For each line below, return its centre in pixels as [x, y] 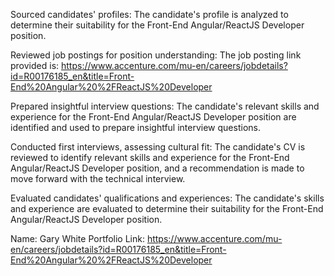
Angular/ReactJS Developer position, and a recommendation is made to [157, 168]
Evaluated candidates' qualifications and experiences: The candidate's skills [167, 198]
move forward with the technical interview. [98, 178]
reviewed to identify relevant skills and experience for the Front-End [150, 157]
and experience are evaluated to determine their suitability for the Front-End [167, 208]
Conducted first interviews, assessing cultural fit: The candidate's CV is [158, 147]
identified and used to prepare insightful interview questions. [135, 127]
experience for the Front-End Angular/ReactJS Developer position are [153, 117]
